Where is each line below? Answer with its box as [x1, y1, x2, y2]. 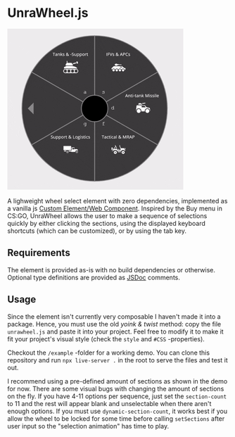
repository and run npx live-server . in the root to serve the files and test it [7, 355, 229, 364]
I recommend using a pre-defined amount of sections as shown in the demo [7, 376, 228, 385]
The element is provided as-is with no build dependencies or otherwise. [7, 265, 216, 274]
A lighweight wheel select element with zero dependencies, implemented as [7, 196, 228, 205]
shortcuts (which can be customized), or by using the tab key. [7, 227, 186, 235]
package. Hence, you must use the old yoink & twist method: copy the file [7, 319, 222, 328]
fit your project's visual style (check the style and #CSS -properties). [7, 334, 205, 343]
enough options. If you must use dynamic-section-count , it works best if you [7, 407, 227, 415]
